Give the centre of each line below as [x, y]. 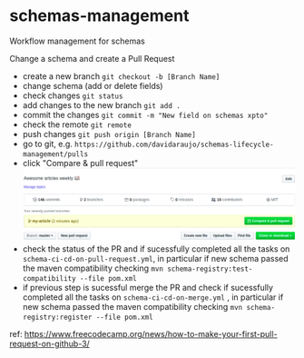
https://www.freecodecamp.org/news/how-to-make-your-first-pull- [151, 334]
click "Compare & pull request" [80, 163]
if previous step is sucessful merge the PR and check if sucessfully [148, 288]
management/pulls [55, 154]
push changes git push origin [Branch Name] [109, 134]
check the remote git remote [77, 124]
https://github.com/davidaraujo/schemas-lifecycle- [174, 144]
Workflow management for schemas [77, 41]
